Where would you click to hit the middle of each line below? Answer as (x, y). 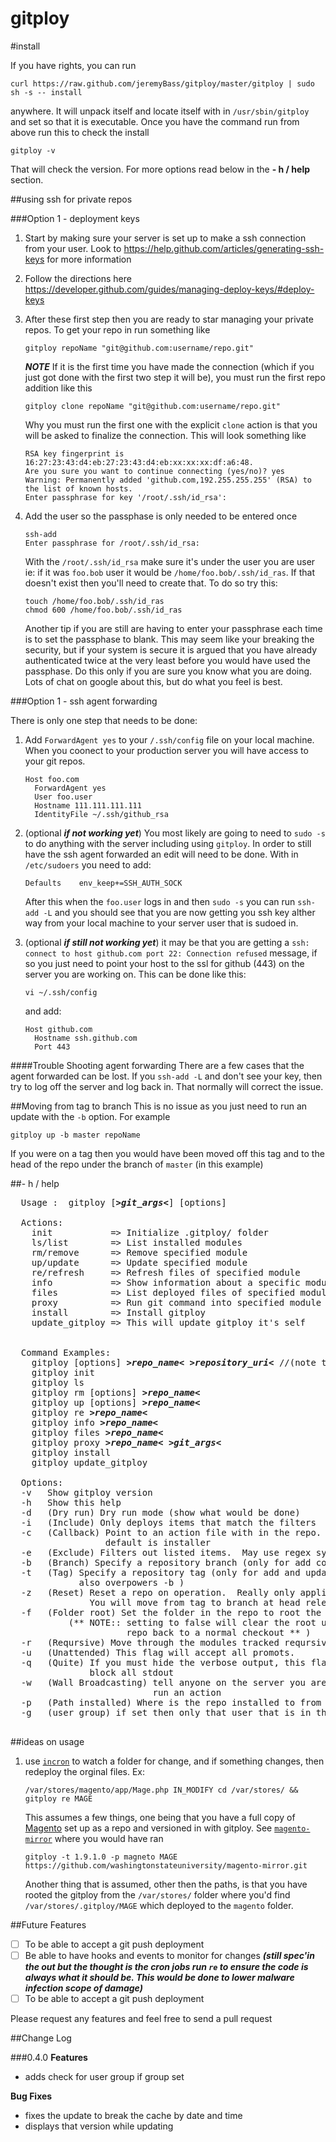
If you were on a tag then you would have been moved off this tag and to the (167, 1153)
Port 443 (52, 1047)
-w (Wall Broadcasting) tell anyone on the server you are (173, 1682)
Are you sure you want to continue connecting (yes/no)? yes (155, 471)
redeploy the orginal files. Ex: (85, 1771)
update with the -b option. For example (90, 1116)
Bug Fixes (31, 2096)
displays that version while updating (99, 2126)
